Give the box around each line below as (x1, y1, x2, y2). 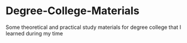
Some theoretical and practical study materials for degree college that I (5, 24, 182, 31)
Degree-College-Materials (5, 4, 140, 18)
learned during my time (5, 29, 64, 37)
